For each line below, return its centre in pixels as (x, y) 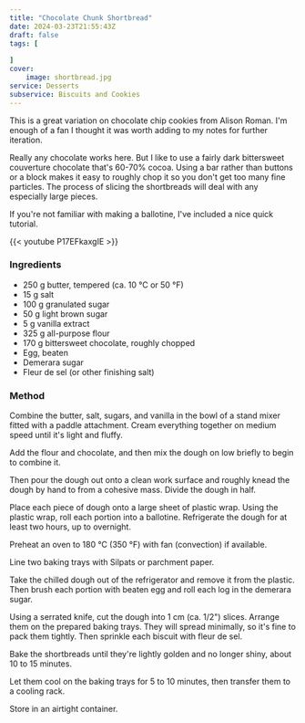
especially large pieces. (54, 196)
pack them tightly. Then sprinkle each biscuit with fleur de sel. (126, 636)
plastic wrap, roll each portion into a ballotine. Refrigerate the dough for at (148, 518)
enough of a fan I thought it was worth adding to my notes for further (139, 130)
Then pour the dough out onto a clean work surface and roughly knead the (150, 480)
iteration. (26, 140)
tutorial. (24, 224)
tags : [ (24, 43)
